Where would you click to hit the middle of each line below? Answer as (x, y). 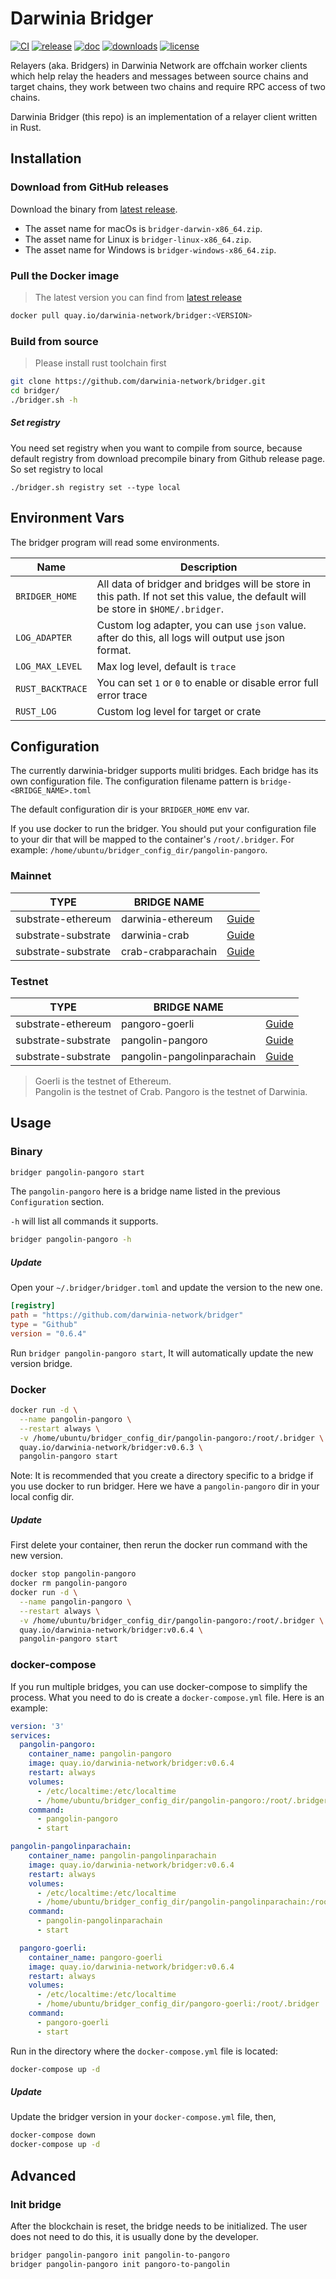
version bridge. (41, 1363)
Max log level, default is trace (166, 666)
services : (31, 1735)
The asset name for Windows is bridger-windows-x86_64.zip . (150, 249)
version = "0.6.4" (48, 1333)
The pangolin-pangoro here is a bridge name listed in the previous (145, 1191)
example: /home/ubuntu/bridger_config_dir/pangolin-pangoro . (139, 850)
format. (114, 650)
